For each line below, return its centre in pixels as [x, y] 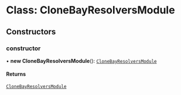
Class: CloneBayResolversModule [90, 10]
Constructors [31, 32]
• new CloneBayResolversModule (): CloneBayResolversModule [81, 61]
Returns [16, 74]
